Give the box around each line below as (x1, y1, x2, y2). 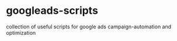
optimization (6, 29, 36, 36)
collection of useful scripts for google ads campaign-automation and (6, 23, 172, 30)
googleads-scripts (6, 4, 98, 17)
